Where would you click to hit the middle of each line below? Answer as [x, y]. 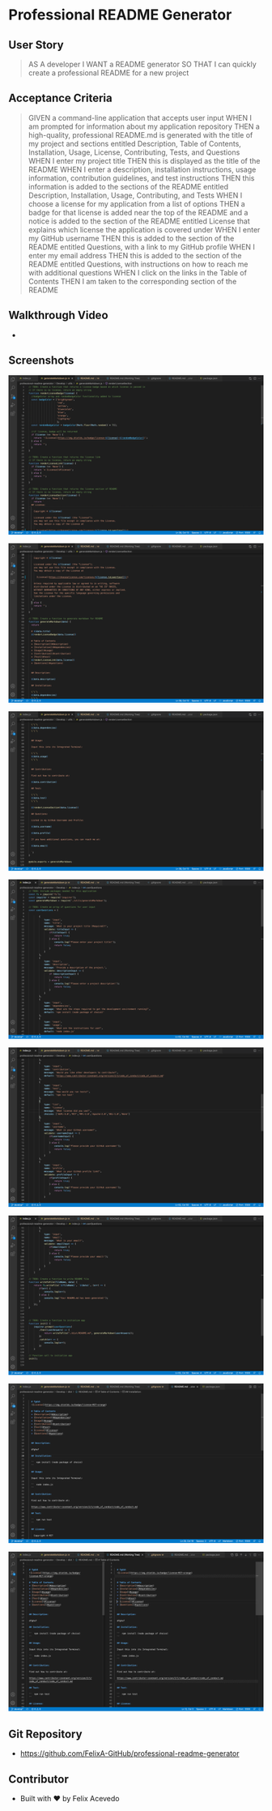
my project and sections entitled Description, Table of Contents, [134, 143]
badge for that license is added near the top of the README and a [138, 212]
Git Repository [45, 1734]
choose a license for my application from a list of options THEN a [136, 203]
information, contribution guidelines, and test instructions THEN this [141, 178]
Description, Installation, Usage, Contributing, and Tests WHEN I [135, 195]
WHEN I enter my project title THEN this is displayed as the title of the [144, 160]
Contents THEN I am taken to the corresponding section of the [132, 281]
